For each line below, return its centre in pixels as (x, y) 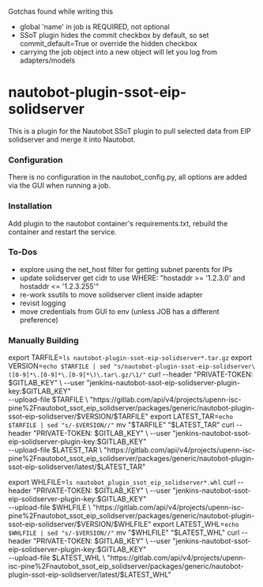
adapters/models (47, 60)
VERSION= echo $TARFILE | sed (59, 366)
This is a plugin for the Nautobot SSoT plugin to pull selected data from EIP (130, 131)
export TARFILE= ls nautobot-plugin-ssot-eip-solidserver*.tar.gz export (130, 358)
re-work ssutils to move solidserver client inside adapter (111, 294)
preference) (39, 320)
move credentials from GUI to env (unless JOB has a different (119, 311)
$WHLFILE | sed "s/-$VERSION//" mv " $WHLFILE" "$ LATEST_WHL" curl (124, 532)
